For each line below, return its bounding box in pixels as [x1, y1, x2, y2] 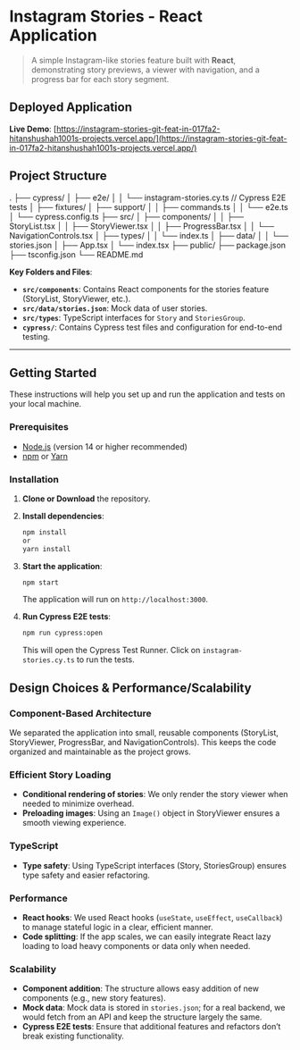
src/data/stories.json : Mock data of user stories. [21, 302, 208, 314]
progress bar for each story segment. [30, 73, 170, 84]
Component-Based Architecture [9, 707, 152, 719]
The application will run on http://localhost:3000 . [21, 594, 208, 605]
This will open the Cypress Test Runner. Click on [21, 645, 201, 656]
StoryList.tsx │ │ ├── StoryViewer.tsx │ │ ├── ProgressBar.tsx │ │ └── [9, 221, 275, 231]
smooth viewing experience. [21, 818, 127, 828]
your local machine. [9, 399, 82, 409]
